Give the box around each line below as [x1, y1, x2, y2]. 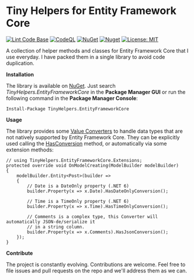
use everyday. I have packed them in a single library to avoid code [6, 53, 165, 60]
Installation [6, 71, 34, 78]
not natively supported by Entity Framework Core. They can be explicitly [6, 133, 180, 141]
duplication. [6, 60, 34, 67]
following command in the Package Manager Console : [6, 95, 138, 102]
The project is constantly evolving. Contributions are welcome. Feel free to [6, 261, 186, 268]
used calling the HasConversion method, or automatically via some [6, 140, 167, 147]
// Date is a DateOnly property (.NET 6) [27, 183, 130, 189]
